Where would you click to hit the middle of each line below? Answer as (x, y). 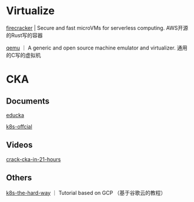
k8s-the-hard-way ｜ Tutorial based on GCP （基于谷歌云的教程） (86, 193)
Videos (19, 145)
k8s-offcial (19, 126)
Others (19, 178)
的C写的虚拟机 (24, 55)
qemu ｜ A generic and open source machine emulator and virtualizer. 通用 (97, 48)
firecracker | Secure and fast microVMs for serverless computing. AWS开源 (97, 28)
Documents (28, 101)
